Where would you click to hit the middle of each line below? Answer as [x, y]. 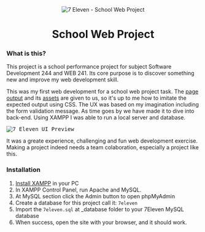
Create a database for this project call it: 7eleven [76, 203]
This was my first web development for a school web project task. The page [102, 92]
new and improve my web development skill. [63, 80]
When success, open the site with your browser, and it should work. [101, 222]
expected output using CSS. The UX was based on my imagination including [103, 105]
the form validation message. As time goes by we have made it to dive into [100, 111]
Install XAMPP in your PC [47, 183]
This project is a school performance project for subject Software [89, 67]
